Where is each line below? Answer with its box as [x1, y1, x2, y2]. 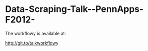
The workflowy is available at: [5, 30, 66, 36]
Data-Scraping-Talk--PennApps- [5, 3, 144, 15]
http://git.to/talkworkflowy [5, 40, 59, 46]
